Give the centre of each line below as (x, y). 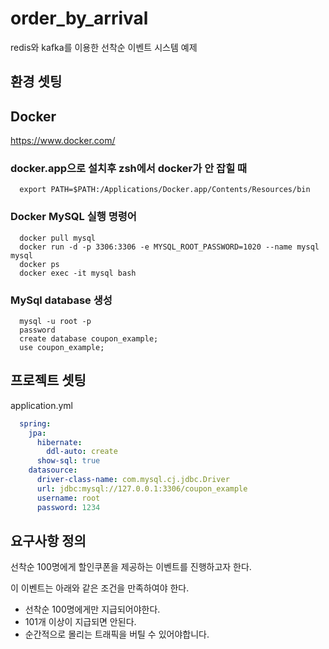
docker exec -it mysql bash (78, 273)
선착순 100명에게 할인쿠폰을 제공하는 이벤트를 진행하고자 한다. (131, 567)
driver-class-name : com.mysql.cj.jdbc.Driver (133, 480)
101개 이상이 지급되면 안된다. (80, 622)
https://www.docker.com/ (63, 141)
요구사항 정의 (48, 540)
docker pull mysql (58, 238)
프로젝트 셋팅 (48, 380)
